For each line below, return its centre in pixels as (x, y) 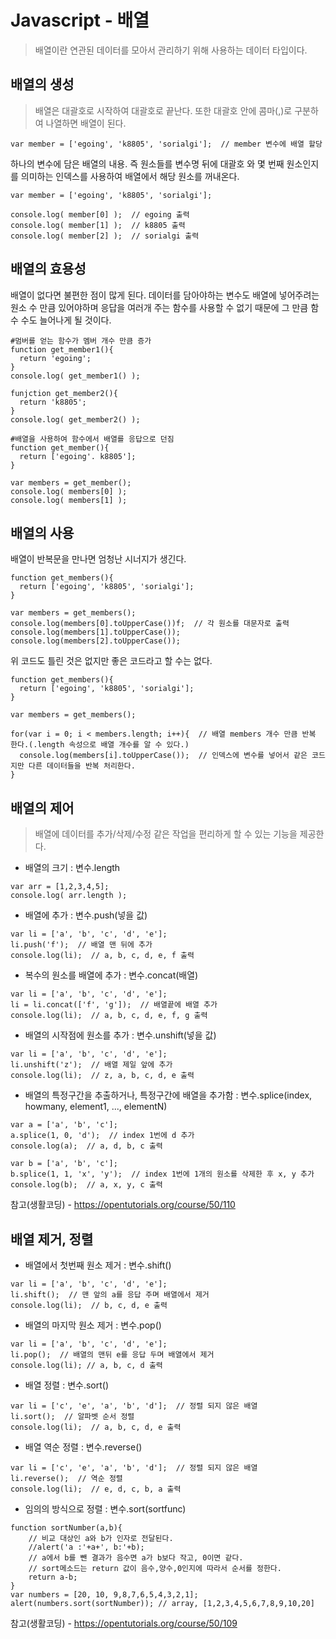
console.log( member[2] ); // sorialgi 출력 (105, 236)
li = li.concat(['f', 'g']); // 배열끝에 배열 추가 (114, 1005)
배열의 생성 (42, 84)
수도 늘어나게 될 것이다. (66, 320)
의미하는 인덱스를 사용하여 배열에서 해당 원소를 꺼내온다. (130, 176)
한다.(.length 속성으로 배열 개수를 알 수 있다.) (100, 745)
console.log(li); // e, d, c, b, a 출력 (96, 1489)
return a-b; (53, 1577)
